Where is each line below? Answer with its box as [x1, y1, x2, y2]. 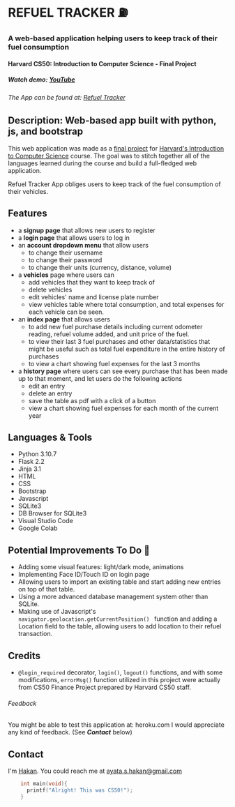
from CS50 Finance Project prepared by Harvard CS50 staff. [17, 683, 191, 691]
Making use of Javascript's [17, 608, 96, 616]
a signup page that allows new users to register [17, 226, 156, 234]
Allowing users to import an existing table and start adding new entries [17, 578, 222, 586]
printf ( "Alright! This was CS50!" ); [26, 787, 133, 794]
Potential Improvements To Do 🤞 [8, 544, 151, 556]
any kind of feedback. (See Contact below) [8, 728, 132, 737]
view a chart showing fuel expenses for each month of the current [28, 404, 219, 412]
